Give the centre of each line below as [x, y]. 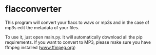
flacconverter [33, 9]
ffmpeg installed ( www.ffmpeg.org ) [40, 47]
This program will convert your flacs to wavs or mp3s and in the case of [77, 22]
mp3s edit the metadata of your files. [42, 27]
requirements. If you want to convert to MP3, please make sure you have [78, 42]
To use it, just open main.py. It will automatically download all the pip [74, 37]
